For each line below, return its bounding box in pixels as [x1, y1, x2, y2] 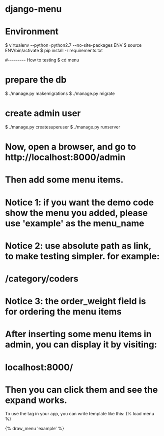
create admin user [5, 108, 81, 119]
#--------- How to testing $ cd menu [5, 57, 80, 63]
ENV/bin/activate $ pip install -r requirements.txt [5, 48, 103, 54]
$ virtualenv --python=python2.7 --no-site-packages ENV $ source [5, 42, 142, 48]
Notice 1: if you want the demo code [5, 197, 154, 208]
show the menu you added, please [5, 207, 148, 218]
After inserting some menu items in [5, 329, 152, 340]
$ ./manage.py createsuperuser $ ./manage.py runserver [5, 124, 120, 130]
